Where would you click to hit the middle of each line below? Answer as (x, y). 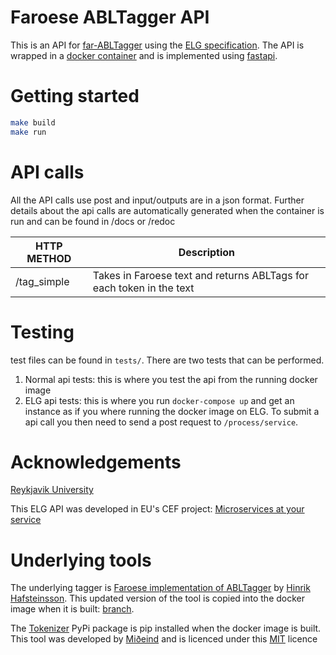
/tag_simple (42, 281)
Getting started (75, 96)
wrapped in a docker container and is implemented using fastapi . (144, 55)
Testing (42, 332)
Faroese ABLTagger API (110, 17)
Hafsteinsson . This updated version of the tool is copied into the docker (158, 598)
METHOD (49, 258)
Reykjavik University (52, 490)
